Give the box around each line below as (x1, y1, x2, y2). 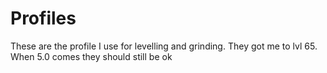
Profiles (10, 7, 77, 30)
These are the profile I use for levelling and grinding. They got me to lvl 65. (10, 40, 318, 52)
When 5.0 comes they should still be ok (10, 50, 173, 62)
